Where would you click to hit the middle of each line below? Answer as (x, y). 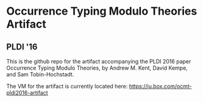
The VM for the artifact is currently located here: (67, 86)
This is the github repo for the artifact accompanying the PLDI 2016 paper (99, 61)
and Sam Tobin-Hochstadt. (40, 74)
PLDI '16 (22, 47)
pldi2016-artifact (27, 93)
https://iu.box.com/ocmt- (160, 86)
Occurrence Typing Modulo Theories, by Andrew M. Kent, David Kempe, (97, 68)
